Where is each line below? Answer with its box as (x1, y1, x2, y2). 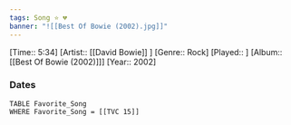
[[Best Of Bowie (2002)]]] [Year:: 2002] (9, 56, 157, 67)
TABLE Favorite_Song (9, 99, 88, 109)
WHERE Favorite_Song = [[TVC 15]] (9, 107, 141, 116)
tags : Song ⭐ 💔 (9, 13, 68, 23)
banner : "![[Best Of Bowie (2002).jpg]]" (9, 22, 169, 31)
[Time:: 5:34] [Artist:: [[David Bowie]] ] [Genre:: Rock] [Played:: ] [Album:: (9, 46, 283, 57)
